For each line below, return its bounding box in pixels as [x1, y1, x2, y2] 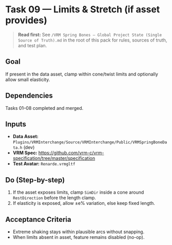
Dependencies [5, 91, 53, 100]
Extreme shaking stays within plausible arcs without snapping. [12, 229, 145, 235]
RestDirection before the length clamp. [12, 195, 97, 201]
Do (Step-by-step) [5, 176, 65, 184]
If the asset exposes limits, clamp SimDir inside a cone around [12, 189, 144, 196]
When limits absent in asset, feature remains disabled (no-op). [12, 234, 145, 240]
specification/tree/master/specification [12, 155, 95, 161]
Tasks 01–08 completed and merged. [5, 105, 84, 111]
